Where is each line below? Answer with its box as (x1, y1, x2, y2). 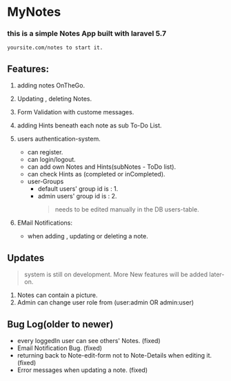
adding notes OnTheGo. (17, 81, 85, 90)
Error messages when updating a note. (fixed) (17, 366, 148, 374)
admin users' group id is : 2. (37, 192, 117, 200)
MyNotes (7, 4, 61, 20)
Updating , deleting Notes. (17, 94, 92, 103)
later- (209, 270, 225, 279)
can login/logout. (27, 156, 76, 164)
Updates (7, 252, 45, 264)
